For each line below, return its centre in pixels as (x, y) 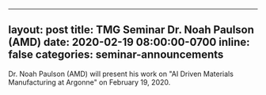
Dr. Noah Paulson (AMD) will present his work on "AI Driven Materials (121, 74)
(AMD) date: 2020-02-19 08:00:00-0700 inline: (129, 42)
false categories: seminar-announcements (116, 55)
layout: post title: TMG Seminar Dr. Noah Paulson (131, 30)
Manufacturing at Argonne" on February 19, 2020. (89, 82)
